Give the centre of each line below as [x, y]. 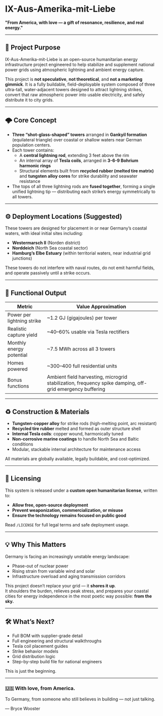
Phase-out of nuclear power [40, 566]
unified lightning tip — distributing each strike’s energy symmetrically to [84, 192]
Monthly [17, 343]
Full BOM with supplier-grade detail [48, 636]
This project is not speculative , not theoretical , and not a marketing [74, 79]
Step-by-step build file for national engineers [57, 662]
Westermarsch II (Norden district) [46, 243]
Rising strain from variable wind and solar [54, 571]
